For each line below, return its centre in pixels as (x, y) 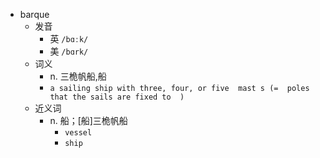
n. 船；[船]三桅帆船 (88, 120)
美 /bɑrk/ (69, 51)
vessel (78, 133)
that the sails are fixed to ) (117, 97)
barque (34, 14)
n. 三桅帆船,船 (78, 76)
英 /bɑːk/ (69, 38)
